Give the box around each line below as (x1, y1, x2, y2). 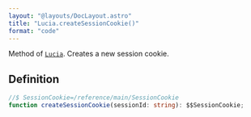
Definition (8, 72, 59, 86)
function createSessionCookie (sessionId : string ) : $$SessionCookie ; (8, 102, 245, 110)
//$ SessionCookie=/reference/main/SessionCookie (8, 94, 180, 102)
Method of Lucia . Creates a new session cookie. (8, 49, 169, 59)
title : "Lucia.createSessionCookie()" (8, 19, 139, 27)
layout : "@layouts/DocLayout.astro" (8, 11, 132, 20)
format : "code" (8, 27, 60, 35)
